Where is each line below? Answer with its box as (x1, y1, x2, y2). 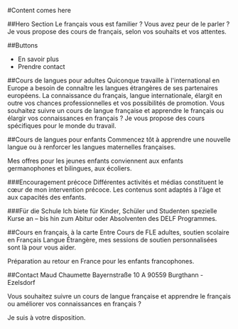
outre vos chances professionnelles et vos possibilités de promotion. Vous (7, 99, 225, 107)
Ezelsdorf (7, 279, 36, 286)
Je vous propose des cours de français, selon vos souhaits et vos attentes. (7, 28, 227, 36)
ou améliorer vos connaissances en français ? (7, 300, 142, 308)
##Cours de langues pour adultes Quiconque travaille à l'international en (7, 76, 220, 85)
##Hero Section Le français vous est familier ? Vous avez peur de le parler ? (7, 20, 230, 28)
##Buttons (7, 41, 38, 49)
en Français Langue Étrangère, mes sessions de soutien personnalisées (7, 236, 218, 244)
